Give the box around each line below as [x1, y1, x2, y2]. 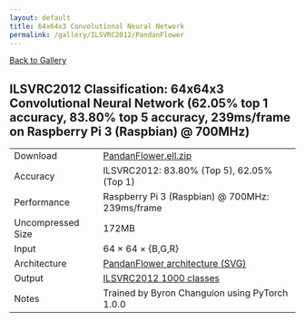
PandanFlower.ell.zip [103, 150, 192, 162]
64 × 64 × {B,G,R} [103, 242, 180, 255]
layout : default [9, 13, 71, 23]
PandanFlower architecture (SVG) [103, 258, 247, 270]
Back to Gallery [9, 55, 67, 66]
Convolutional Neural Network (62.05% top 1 [9, 95, 269, 111]
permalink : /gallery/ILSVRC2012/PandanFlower [9, 30, 184, 39]
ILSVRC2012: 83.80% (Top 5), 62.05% [103, 164, 273, 177]
